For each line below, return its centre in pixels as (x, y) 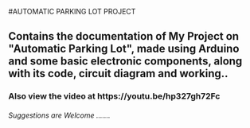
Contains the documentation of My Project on (124, 36)
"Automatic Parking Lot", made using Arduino (124, 49)
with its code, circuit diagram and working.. (118, 74)
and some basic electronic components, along (125, 62)
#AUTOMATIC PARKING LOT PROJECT (72, 12)
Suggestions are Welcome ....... (59, 115)
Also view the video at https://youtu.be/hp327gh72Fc (114, 96)
